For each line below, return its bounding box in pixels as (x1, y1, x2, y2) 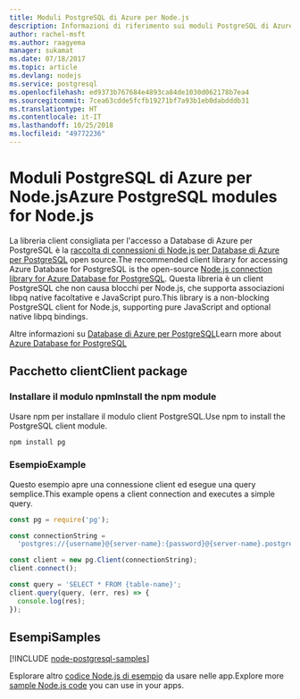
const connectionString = (9, 531, 105, 540)
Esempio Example (9, 459, 87, 471)
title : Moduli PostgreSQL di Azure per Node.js (9, 12, 190, 22)
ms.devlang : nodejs (9, 71, 82, 80)
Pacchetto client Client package (9, 363, 187, 379)
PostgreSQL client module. (9, 420, 108, 431)
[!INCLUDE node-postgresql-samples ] (9, 653, 150, 664)
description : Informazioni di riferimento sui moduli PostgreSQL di (9, 21, 270, 30)
